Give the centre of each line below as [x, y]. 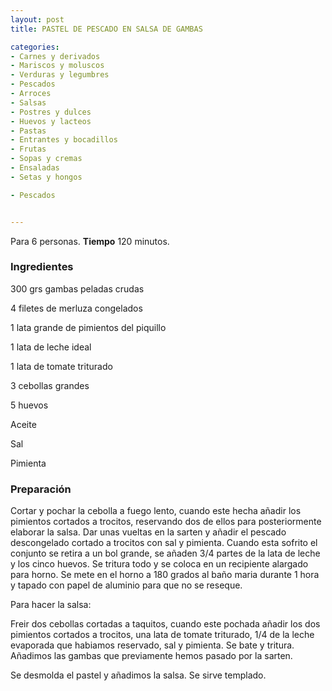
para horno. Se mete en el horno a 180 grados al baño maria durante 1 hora [165, 575]
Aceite [23, 424]
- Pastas [28, 131]
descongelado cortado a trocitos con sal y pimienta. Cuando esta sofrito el [164, 543]
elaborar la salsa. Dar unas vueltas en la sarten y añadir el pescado [148, 532]
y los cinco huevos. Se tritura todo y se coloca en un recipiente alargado [159, 564]
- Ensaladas [35, 168]
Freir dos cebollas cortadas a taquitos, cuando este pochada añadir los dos [165, 624]
